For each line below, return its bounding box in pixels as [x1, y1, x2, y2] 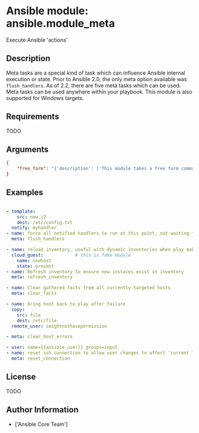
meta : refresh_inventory [11, 274, 73, 280]
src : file [17, 312, 41, 318]
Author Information [6, 405, 79, 415]
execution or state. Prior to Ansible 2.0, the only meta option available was [6, 75, 187, 82]
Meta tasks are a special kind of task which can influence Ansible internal [6, 69, 185, 76]
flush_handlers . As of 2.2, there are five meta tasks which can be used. [6, 82, 181, 89]
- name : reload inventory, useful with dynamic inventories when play [6, 247, 184, 253]
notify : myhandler [11, 225, 57, 231]
